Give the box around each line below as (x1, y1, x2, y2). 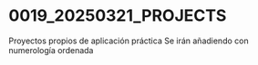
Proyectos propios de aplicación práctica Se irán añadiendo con (8, 35, 249, 46)
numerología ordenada (8, 44, 94, 55)
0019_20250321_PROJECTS (8, 5, 227, 26)
